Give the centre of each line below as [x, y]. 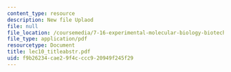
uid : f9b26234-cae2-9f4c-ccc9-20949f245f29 [70, 58]
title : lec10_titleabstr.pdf [49, 52]
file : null [23, 26]
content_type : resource [41, 13]
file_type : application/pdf [47, 39]
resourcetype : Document [41, 45]
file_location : [29, 33]
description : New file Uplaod [51, 20]
